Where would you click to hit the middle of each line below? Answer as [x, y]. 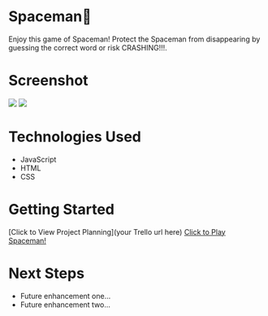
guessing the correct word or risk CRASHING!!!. [88, 47]
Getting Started [62, 210]
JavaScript [38, 159]
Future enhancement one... [65, 296]
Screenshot [48, 81]
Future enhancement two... [65, 305]
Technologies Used [75, 137]
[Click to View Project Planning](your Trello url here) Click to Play [117, 232]
